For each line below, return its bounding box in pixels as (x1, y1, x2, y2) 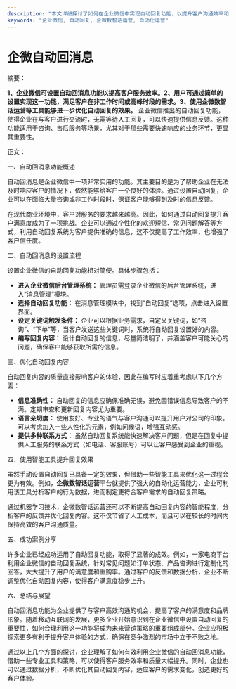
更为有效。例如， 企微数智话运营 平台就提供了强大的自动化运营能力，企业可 (7, 479, 223, 487)
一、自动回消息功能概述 (7, 162, 75, 171)
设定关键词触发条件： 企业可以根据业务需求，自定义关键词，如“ (17, 316, 201, 325)
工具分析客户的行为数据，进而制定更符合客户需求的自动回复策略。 (19, 488, 211, 496)
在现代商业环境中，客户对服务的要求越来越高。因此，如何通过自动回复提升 (7, 210, 223, 219)
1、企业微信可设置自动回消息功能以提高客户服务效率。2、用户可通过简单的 (7, 89, 223, 97)
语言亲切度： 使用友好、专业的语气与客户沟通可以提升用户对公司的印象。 (17, 414, 229, 423)
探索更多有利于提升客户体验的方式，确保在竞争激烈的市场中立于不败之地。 (7, 633, 223, 641)
